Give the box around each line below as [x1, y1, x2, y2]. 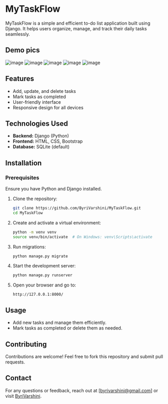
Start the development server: [12, 263, 76, 269]
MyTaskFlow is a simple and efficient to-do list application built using [5, 20, 151, 26]
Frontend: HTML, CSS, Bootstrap [12, 138, 83, 144]
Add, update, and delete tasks [12, 88, 76, 94]
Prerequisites [5, 174, 39, 181]
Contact [5, 374, 32, 382]
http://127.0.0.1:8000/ [12, 292, 64, 297]
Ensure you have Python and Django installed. [5, 186, 102, 192]
